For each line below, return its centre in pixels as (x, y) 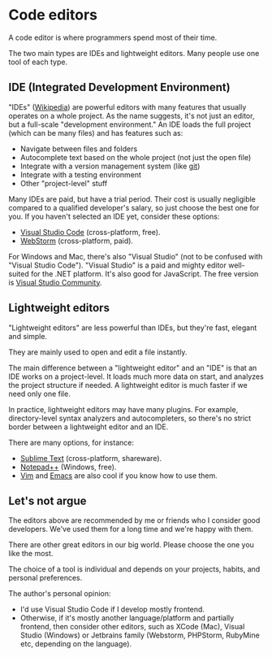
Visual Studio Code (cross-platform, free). (90, 232)
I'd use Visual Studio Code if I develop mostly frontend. (112, 609)
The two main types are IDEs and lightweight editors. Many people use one (134, 53)
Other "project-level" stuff (64, 183)
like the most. (31, 554)
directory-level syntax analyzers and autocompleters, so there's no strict (130, 418)
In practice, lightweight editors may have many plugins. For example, (123, 409)
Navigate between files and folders (79, 149)
